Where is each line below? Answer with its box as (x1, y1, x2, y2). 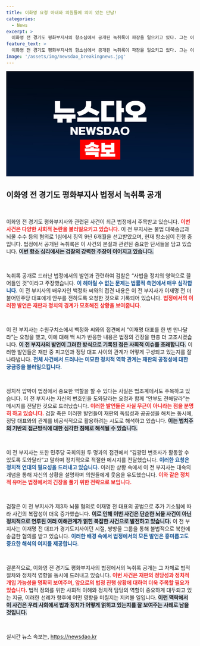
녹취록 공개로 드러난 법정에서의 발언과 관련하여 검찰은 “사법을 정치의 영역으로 (6, 272, 185, 279)
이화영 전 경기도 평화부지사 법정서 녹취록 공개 (6, 189, 162, 199)
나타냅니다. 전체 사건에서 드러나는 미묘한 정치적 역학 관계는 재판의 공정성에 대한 (6, 356, 189, 363)
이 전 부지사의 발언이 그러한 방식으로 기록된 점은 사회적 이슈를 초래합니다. (18, 341, 186, 348)
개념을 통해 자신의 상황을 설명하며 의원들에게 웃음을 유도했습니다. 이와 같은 (6, 471, 179, 479)
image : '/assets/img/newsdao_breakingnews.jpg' (6, 54, 127, 60)
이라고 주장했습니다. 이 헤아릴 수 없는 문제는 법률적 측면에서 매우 (29, 280, 177, 287)
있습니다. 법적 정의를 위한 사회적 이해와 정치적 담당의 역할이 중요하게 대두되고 (6, 586, 186, 594)
